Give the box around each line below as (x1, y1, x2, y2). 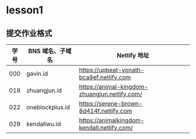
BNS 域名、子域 (28, 47, 72, 55)
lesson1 (6, 4, 44, 17)
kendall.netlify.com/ (79, 124, 133, 131)
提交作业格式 (6, 28, 52, 38)
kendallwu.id (26, 120, 61, 128)
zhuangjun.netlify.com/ (79, 90, 142, 98)
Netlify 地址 (116, 51, 150, 59)
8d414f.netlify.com (79, 107, 132, 114)
